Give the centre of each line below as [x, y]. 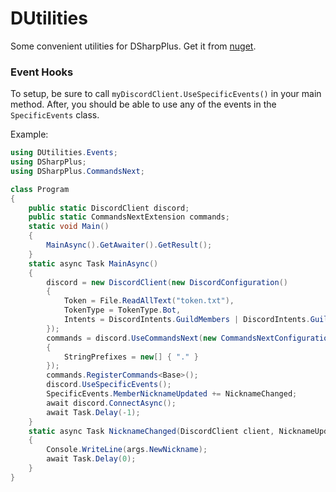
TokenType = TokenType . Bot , [122, 310]
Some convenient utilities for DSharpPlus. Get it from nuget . [133, 46]
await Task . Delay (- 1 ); [93, 412]
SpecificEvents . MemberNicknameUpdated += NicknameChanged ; [172, 394]
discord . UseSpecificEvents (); [109, 385]
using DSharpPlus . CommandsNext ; [77, 171]
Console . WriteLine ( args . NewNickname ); [127, 450]
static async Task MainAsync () [93, 263]
